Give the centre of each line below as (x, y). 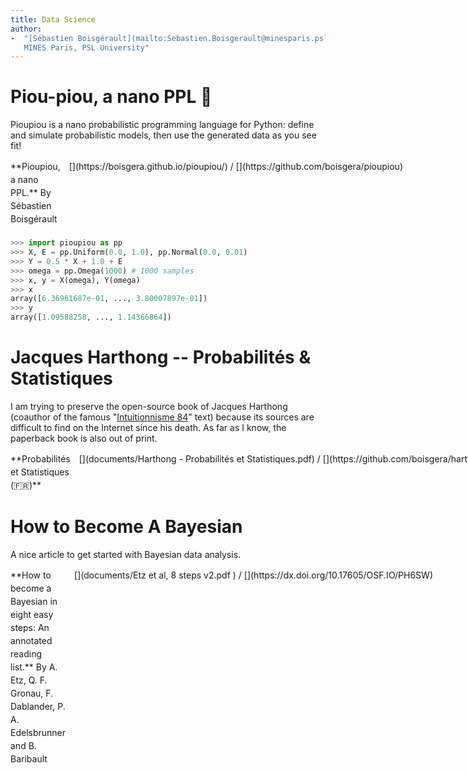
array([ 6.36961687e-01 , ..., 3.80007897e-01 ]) (109, 299)
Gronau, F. (32, 693)
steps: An (30, 627)
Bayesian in (34, 601)
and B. (23, 745)
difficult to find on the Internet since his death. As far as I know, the (148, 427)
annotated (31, 640)
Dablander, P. (38, 706)
